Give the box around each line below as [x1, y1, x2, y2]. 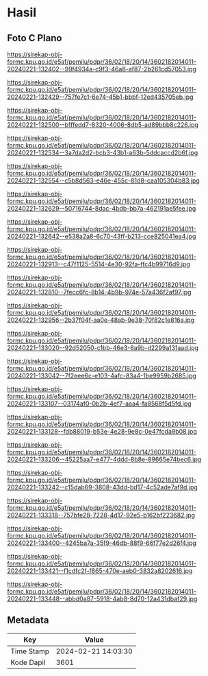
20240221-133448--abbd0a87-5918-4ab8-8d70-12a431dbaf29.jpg [7, 595, 198, 603]
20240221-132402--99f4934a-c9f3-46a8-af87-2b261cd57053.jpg [7, 65, 197, 73]
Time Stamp [10, 646, 50, 656]
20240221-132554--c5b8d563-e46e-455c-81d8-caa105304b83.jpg [7, 176, 200, 185]
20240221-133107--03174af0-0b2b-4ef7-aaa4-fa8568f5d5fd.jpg [7, 399, 192, 408]
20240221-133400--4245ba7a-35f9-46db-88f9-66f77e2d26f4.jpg [7, 539, 197, 547]
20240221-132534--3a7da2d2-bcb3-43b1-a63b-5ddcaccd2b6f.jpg [7, 149, 198, 156]
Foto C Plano [7, 32, 62, 44]
